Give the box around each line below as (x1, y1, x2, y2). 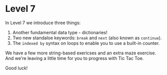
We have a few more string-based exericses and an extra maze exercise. (5, 50, 156, 56)
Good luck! (5, 65, 28, 71)
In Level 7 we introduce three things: (5, 20, 81, 26)
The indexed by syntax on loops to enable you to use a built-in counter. (12, 40, 160, 46)
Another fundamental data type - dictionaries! (12, 29, 108, 35)
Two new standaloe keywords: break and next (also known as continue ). (12, 35, 162, 41)
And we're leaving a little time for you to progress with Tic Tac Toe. (5, 55, 144, 61)
